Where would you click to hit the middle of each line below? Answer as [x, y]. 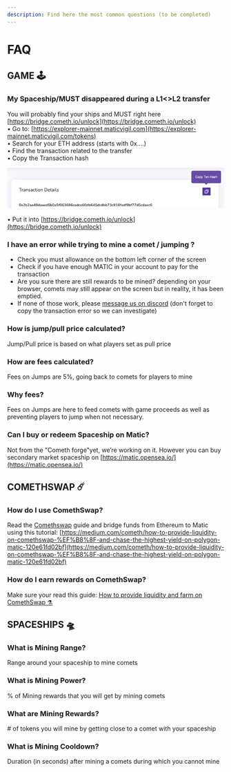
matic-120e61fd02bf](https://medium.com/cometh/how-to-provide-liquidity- [116, 547]
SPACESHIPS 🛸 [41, 625]
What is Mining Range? [47, 647]
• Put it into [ [25, 219]
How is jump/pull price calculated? [66, 329]
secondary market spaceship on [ [55, 457]
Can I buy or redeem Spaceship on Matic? [78, 435]
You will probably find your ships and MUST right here [84, 114]
